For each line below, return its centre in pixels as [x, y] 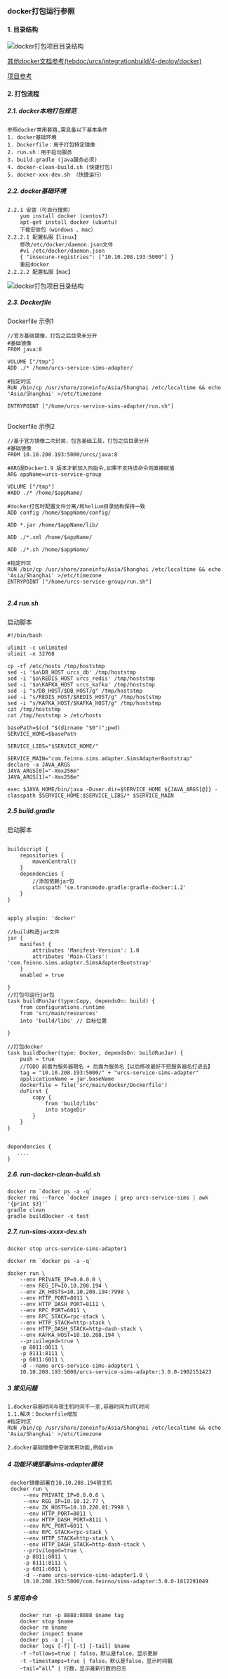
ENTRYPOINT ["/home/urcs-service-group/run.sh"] [80, 581]
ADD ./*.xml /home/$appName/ [50, 537]
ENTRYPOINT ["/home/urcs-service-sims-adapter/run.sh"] [90, 406]
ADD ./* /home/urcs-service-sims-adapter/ [70, 367]
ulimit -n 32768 [31, 654]
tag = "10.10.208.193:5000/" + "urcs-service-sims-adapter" [109, 1073]
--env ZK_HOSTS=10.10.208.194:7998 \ [75, 1292]
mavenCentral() [55, 861]
